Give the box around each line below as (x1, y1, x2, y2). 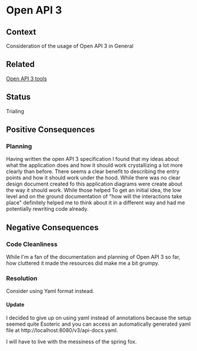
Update (6, 301, 25, 308)
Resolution (6, 274, 38, 282)
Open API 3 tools (6, 75, 47, 82)
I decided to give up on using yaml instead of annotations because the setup (6, 314, 192, 321)
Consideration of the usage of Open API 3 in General (6, 42, 134, 49)
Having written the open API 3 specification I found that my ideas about (6, 156, 179, 163)
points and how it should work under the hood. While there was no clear (6, 174, 181, 181)
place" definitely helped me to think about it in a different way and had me (6, 199, 185, 206)
